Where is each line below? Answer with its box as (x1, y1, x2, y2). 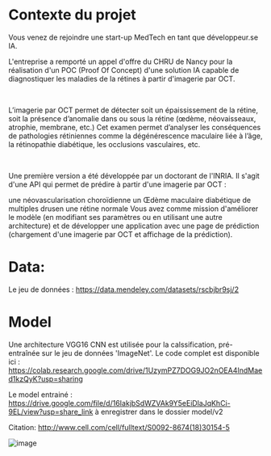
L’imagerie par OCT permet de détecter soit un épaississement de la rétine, (8, 105, 258, 115)
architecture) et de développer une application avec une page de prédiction (8, 221, 260, 230)
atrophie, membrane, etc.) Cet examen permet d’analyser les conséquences (8, 122, 261, 132)
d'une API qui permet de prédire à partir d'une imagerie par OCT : (8, 179, 227, 189)
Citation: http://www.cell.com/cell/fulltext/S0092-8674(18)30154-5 (8, 422, 230, 432)
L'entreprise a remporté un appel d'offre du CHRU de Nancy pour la (8, 57, 233, 66)
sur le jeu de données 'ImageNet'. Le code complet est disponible (41, 348, 260, 357)
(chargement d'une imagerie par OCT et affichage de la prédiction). (8, 229, 233, 239)
